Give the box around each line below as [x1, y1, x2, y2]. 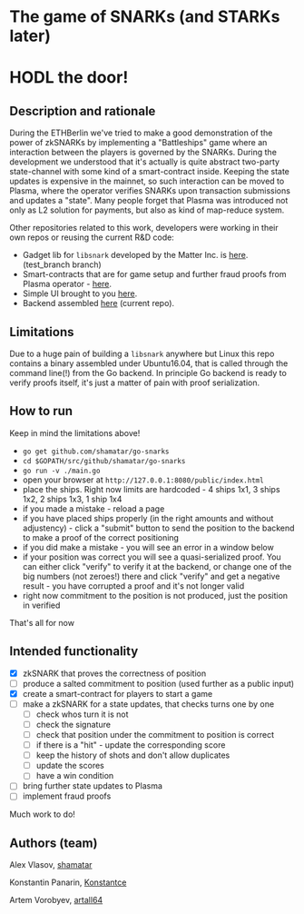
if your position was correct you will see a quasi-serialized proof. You [22, 551, 281, 562]
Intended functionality [9, 643, 139, 660]
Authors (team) [9, 835, 98, 850]
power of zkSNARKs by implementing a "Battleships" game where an [9, 137, 268, 148]
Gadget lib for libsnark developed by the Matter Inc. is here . [22, 250, 249, 261]
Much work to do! [9, 809, 75, 820]
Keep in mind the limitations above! [9, 427, 141, 438]
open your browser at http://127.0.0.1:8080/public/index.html [22, 474, 265, 485]
